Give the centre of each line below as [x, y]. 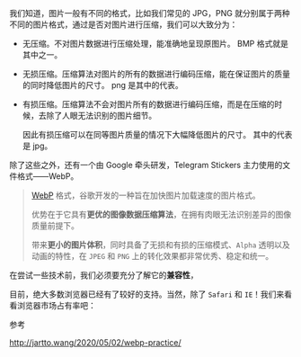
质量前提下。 [55, 226]
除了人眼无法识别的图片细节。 [102, 116]
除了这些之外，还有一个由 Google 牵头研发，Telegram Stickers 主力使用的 [146, 165]
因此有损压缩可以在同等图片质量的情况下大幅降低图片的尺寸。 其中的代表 [157, 134]
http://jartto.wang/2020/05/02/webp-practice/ [95, 343]
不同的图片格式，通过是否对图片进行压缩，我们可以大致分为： [124, 24]
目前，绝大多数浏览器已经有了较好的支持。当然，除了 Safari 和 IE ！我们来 [147, 294]
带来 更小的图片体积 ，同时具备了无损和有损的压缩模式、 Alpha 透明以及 [160, 245]
